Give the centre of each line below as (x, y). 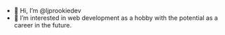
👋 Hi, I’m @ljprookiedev (48, 11)
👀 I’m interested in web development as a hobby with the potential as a (116, 18)
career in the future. (43, 25)
